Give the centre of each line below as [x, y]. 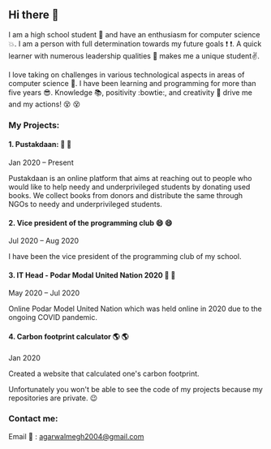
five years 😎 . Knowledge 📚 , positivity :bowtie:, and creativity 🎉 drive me [131, 92]
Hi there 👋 [34, 15]
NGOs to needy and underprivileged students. [85, 204]
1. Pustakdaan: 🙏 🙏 [40, 145]
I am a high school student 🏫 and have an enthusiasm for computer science [134, 34]
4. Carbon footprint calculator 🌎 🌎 [69, 336]
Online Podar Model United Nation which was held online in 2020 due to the [135, 309]
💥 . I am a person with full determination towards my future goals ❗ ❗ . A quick [135, 43]
